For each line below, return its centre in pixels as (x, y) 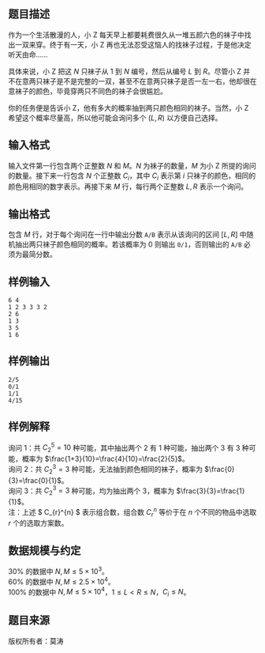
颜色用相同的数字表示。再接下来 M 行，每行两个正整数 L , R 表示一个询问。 (128, 187)
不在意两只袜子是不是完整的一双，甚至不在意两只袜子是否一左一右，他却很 (129, 81)
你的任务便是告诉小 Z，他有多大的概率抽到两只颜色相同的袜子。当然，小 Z (129, 108)
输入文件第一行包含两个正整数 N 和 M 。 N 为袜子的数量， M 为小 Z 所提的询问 (132, 165)
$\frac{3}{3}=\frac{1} (211, 491)
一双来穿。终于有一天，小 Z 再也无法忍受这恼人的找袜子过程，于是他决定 (133, 44)
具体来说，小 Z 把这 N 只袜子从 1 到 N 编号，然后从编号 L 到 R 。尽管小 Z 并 (129, 71)
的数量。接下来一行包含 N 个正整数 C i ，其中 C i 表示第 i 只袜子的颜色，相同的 (132, 176)
